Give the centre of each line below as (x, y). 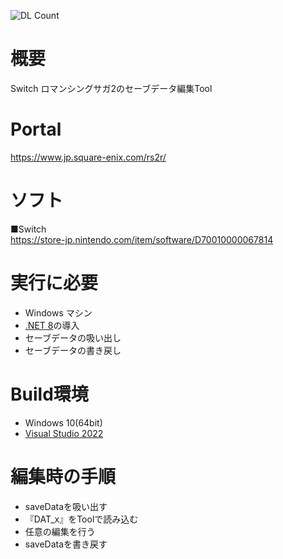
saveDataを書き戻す (66, 544)
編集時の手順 (63, 476)
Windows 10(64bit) (63, 422)
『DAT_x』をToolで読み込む (81, 519)
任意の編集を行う (60, 531)
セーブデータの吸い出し (73, 337)
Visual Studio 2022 (64, 433)
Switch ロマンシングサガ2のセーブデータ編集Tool (111, 88)
